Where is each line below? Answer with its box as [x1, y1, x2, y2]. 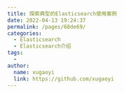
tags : [7, 50, 23, 57]
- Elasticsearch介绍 [13, 43, 71, 50]
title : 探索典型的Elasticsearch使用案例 [7, 10, 118, 17]
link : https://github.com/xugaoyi [13, 75, 114, 83]
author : [7, 62, 30, 69]
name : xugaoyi [13, 69, 55, 76]
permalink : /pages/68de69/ [7, 23, 86, 30]
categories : [7, 29, 42, 37]
